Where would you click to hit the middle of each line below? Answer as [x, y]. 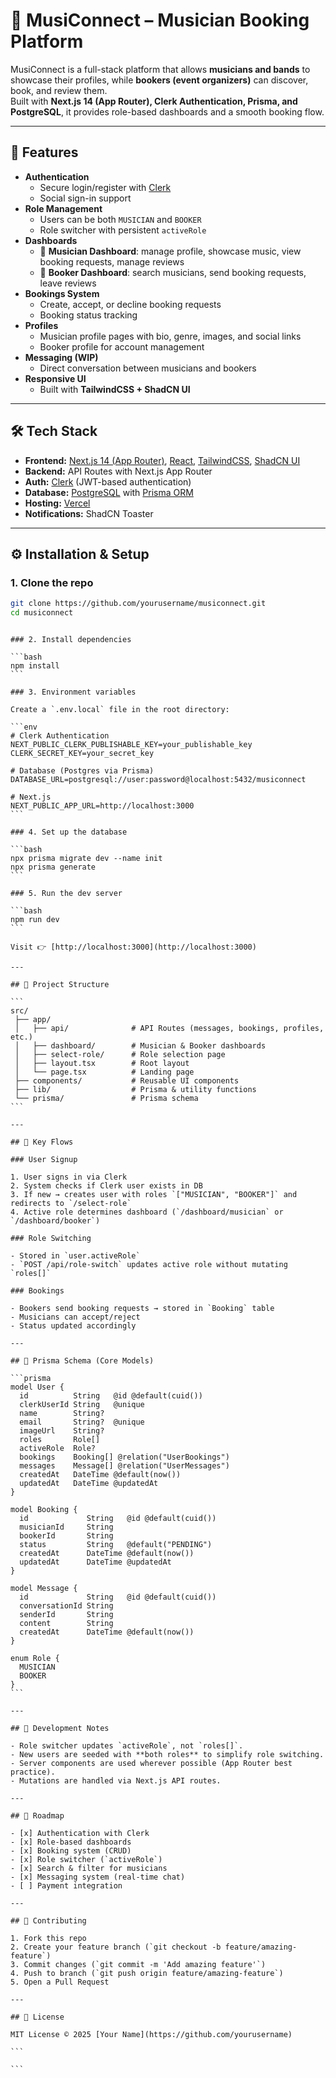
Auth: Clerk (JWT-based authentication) [108, 481]
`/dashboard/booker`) [55, 1221]
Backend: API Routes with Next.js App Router [118, 471]
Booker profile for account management [122, 346]
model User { [37, 1387]
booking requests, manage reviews [112, 261]
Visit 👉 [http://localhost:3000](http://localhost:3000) [133, 947]
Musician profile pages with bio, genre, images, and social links [170, 336]
